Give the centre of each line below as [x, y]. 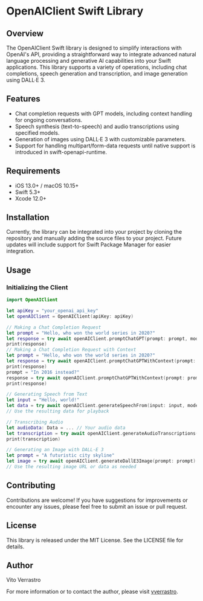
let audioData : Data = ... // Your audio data [66, 428]
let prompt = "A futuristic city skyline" [60, 455]
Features [23, 99]
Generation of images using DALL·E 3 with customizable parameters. [100, 139]
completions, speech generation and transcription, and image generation [97, 73]
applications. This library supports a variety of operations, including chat [97, 67]
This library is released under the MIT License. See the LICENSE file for [95, 540]
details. [15, 546]
